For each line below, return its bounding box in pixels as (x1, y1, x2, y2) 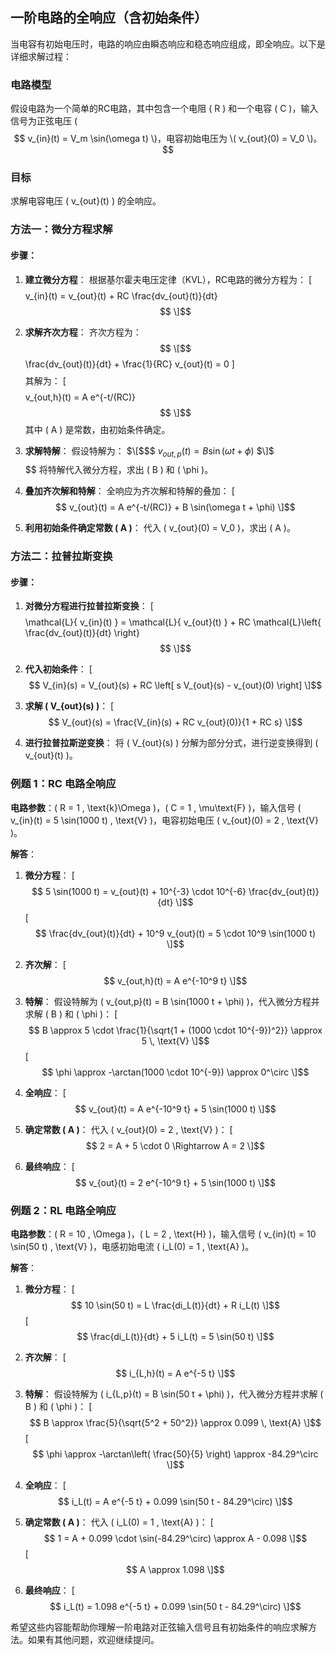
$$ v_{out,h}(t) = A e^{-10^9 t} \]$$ (103, 974, 248, 987)
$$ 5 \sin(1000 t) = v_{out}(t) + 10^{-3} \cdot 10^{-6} (31, 885, 247, 897)
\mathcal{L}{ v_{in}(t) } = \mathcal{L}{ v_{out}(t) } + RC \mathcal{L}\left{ (24, 616, 322, 628)
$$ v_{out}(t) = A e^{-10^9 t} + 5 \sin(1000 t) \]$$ (74, 1103, 277, 1115)
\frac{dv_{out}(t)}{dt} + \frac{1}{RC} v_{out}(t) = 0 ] (24, 358, 235, 370)
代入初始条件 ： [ (24, 663, 93, 675)
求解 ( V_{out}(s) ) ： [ (24, 700, 115, 712)
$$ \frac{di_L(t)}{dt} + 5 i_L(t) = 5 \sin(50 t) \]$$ (76, 1331, 275, 1343)
